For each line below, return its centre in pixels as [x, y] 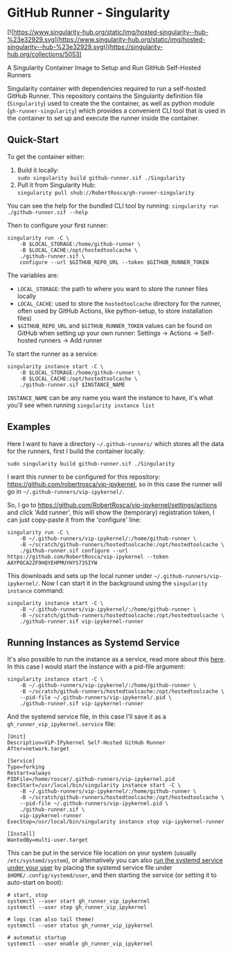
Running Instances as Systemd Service [93, 642]
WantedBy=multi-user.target [48, 840]
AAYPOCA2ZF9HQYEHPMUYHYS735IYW [52, 563]
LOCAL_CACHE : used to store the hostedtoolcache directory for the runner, [119, 303]
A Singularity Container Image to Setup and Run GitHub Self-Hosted [104, 67]
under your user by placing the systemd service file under [90, 868]
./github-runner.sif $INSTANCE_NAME [73, 385]
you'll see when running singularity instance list [81, 405]
